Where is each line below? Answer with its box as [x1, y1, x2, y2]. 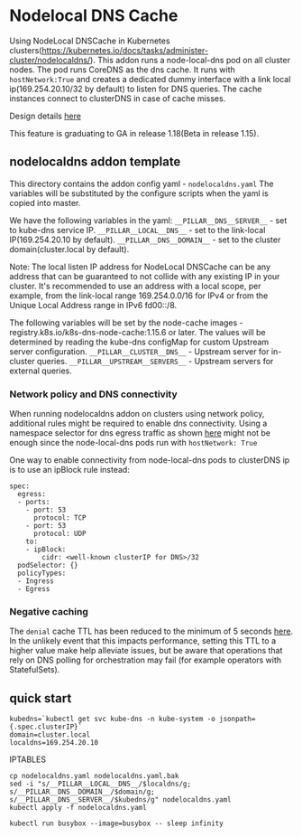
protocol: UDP [32, 530, 87, 539]
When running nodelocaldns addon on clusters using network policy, [9, 409, 265, 419]
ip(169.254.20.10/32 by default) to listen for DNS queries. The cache [9, 83, 262, 94]
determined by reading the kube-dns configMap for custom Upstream [9, 336, 270, 347]
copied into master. [9, 197, 81, 208]
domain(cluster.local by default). [9, 243, 130, 254]
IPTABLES [9, 754, 47, 765]
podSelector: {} [17, 561, 78, 570]
